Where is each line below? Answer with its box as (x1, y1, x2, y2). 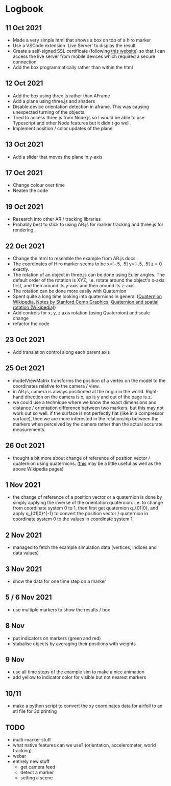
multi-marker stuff (12, 737, 51, 742)
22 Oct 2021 (5, 242, 45, 250)
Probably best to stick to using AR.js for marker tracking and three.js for (12, 221, 164, 228)
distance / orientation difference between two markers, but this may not (12, 405, 164, 411)
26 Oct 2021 (5, 441, 45, 450)
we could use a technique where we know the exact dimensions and (12, 399, 157, 405)
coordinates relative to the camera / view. (12, 383, 100, 389)
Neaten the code (12, 187, 48, 194)
